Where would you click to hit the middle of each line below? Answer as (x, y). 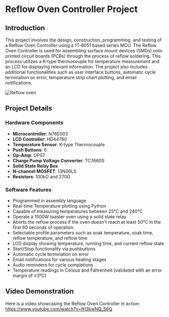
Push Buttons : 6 (30, 150)
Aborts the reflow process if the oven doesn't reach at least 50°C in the (87, 222)
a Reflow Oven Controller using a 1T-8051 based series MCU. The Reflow (81, 45)
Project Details (29, 109)
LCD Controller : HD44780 (40, 139)
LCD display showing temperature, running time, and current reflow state (88, 243)
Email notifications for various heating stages (60, 259)
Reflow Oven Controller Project (71, 9)
